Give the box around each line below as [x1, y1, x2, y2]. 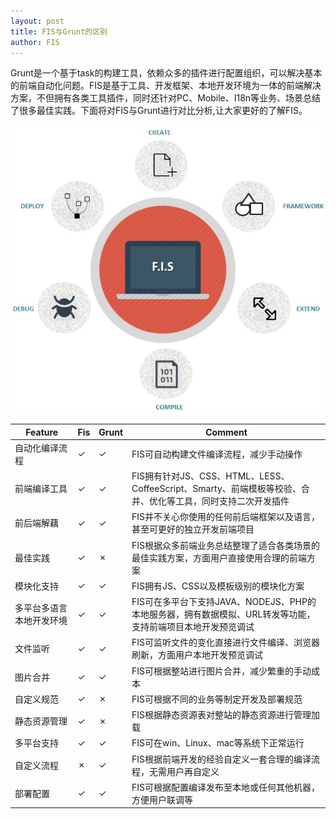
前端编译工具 [14, 483, 68, 495]
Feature [25, 426, 59, 438]
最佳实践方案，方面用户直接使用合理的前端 [131, 551, 308, 564]
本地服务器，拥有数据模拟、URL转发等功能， [131, 608, 316, 620]
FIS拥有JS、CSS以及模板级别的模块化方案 [131, 580, 305, 592]
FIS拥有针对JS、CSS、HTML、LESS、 [131, 470, 290, 482]
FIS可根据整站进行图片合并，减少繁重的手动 [131, 665, 312, 677]
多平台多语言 [14, 602, 68, 614]
